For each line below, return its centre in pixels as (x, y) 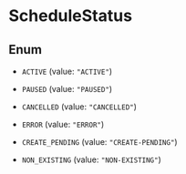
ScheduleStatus (71, 16)
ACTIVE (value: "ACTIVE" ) (67, 71)
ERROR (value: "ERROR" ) (63, 124)
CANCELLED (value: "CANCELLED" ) (79, 107)
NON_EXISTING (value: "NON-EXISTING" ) (91, 159)
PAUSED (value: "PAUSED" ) (67, 89)
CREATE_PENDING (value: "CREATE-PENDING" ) (100, 142)
